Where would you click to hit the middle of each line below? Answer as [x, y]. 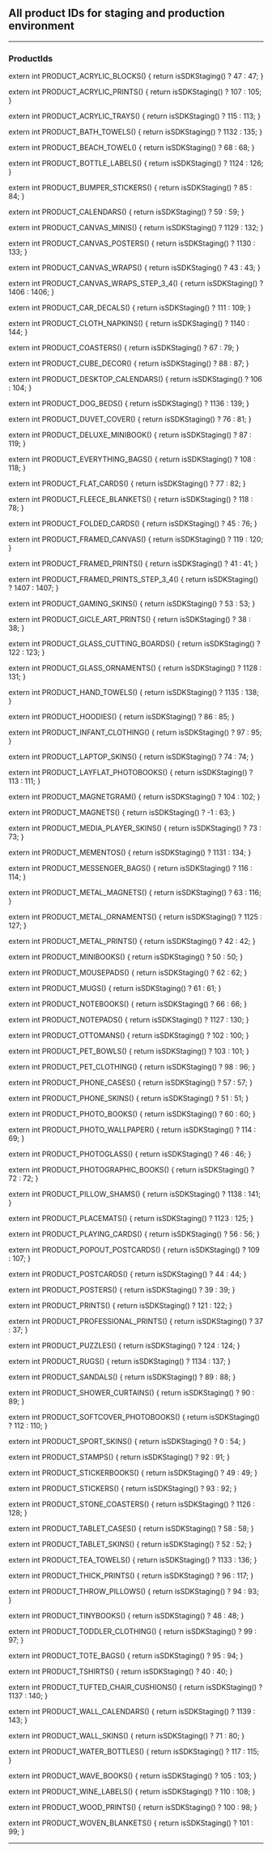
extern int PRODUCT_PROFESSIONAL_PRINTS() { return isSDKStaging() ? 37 [136, 1322]
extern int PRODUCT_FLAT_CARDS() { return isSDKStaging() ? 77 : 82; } [127, 484]
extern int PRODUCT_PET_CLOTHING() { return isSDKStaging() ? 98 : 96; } [132, 1067]
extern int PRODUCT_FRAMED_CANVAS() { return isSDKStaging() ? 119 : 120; [136, 539]
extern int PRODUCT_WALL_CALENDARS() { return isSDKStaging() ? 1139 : [132, 1712]
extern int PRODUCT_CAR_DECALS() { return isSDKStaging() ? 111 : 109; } [130, 308]
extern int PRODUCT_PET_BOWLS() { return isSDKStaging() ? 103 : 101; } [129, 1051]
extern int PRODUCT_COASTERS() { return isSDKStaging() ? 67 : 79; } [124, 348]
